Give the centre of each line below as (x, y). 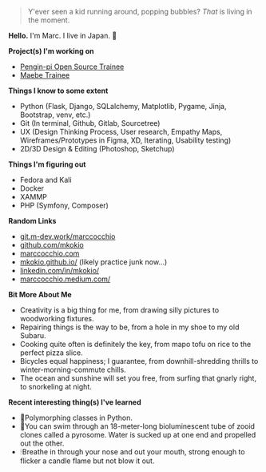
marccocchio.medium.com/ (65, 279)
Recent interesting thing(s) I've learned (75, 402)
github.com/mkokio (52, 245)
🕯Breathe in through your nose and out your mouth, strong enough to (132, 452)
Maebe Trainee (45, 75)
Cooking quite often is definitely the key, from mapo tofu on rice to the (135, 344)
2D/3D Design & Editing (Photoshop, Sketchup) (97, 149)
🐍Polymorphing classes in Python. (76, 418)
